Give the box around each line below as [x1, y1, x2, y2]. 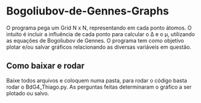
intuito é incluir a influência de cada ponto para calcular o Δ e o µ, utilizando [6, 30, 195, 37]
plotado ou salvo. [6, 89, 49, 97]
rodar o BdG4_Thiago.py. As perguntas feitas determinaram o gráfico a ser [6, 83, 192, 90]
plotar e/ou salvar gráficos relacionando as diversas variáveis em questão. [6, 43, 192, 51]
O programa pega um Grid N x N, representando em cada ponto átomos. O [6, 24, 192, 31]
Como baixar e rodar [6, 61, 85, 71]
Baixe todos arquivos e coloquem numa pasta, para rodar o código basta [6, 76, 187, 84]
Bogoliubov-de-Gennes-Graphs [6, 4, 169, 18]
